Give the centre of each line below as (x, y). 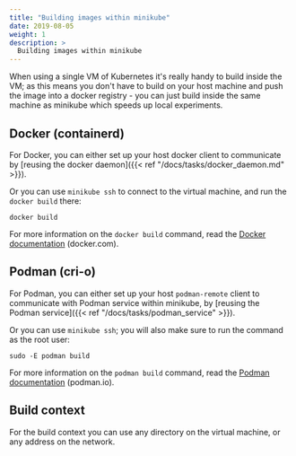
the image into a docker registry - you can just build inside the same (135, 96)
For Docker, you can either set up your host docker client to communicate (145, 154)
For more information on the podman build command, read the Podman (140, 373)
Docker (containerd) (67, 133)
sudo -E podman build (50, 355)
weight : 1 (28, 34)
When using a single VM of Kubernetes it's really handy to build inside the (146, 76)
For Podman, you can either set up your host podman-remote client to (135, 294)
